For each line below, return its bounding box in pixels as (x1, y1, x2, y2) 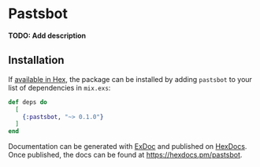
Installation (8, 54, 65, 67)
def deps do (8, 98, 47, 106)
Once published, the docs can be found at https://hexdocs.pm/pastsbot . (8, 150, 243, 160)
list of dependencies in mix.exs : (8, 83, 111, 92)
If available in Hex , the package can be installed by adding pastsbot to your (8, 74, 252, 83)
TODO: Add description (8, 31, 87, 40)
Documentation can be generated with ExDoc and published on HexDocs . (8, 142, 247, 151)
